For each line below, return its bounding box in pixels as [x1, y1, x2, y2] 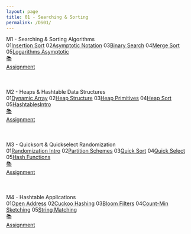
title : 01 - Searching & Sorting [6, 14, 89, 20]
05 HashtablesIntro [6, 101, 51, 108]
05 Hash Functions [6, 154, 51, 161]
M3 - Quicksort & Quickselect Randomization [6, 141, 116, 148]
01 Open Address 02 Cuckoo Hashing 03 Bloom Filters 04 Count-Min [6, 200, 169, 207]
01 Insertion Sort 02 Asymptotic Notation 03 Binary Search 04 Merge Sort [6, 42, 180, 49]
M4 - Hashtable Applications [6, 194, 76, 201]
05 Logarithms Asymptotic [6, 48, 69, 55]
